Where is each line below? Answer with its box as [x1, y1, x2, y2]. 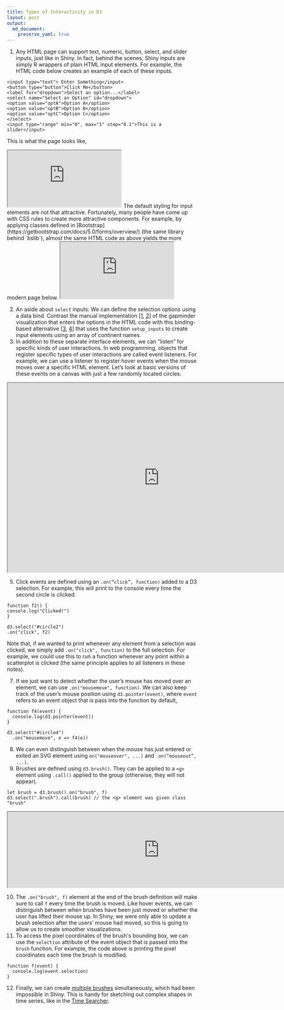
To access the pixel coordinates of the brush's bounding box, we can [15, 932, 188, 940]
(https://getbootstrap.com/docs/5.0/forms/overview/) [7, 228, 140, 235]
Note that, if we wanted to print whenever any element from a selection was [7, 640, 196, 647]
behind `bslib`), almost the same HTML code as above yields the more [7, 235, 182, 242]
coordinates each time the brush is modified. [15, 951, 128, 958]
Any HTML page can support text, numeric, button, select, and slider [15, 48, 187, 55]
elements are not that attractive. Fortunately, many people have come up [7, 209, 188, 216]
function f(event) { [7, 963, 59, 969]
